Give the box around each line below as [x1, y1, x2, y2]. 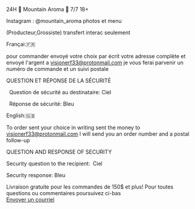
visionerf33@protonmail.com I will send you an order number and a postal [6, 130, 190, 138]
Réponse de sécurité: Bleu [8, 100, 74, 108]
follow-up [6, 137, 30, 144]
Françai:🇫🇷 [6, 41, 36, 47]
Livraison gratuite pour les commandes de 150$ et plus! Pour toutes [6, 183, 174, 190]
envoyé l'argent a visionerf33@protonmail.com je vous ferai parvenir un [6, 59, 184, 66]
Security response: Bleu [6, 172, 66, 178]
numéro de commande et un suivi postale [6, 65, 109, 72]
